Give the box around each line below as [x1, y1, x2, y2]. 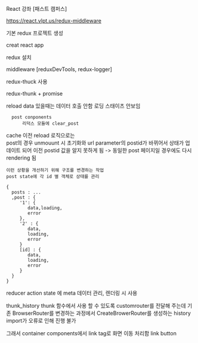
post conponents [11, 114, 52, 120]
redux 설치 [6, 54, 32, 61]
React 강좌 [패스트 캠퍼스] [6, 5, 67, 12]
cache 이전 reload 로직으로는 [6, 132, 75, 139]
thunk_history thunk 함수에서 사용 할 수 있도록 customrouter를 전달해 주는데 [6, 302, 186, 309]
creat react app [6, 41, 44, 48]
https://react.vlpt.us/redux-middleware [6, 17, 101, 24]
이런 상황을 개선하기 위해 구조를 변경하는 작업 [6, 167, 104, 173]
